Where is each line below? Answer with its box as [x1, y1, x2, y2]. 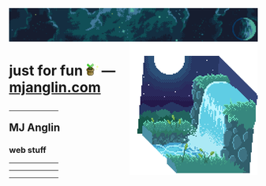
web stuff [9, 144, 47, 155]
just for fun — [9, 62, 116, 80]
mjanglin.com [9, 79, 101, 97]
